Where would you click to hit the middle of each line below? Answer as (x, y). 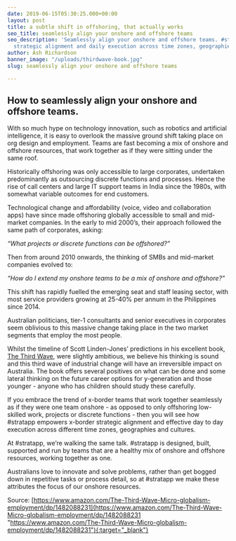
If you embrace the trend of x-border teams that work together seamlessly (115, 400)
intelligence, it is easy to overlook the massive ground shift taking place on (115, 136)
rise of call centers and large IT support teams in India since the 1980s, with (117, 187)
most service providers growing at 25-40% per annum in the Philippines (112, 300)
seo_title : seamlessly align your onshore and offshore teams (100, 33)
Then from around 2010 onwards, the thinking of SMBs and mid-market (111, 258)
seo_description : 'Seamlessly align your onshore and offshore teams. (113, 40)
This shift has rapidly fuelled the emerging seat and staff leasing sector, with (118, 292)
